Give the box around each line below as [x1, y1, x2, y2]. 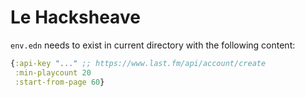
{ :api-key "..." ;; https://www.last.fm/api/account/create [10, 58, 267, 68]
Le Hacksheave [10, 6, 141, 29]
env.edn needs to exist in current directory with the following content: [10, 39, 296, 51]
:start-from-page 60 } [14, 77, 105, 87]
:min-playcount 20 [14, 67, 92, 78]
